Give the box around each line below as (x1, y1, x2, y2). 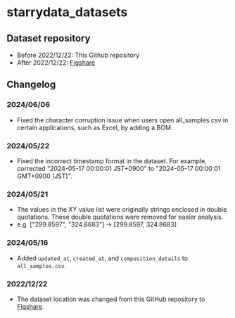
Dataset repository (6, 32, 91, 44)
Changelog (6, 79, 56, 91)
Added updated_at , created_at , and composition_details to (16, 254, 188, 262)
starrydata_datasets (6, 4, 128, 20)
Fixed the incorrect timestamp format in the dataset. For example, (16, 156, 207, 165)
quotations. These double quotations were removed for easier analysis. (16, 212, 224, 222)
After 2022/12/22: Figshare (16, 58, 96, 67)
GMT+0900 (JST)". (16, 172, 72, 180)
